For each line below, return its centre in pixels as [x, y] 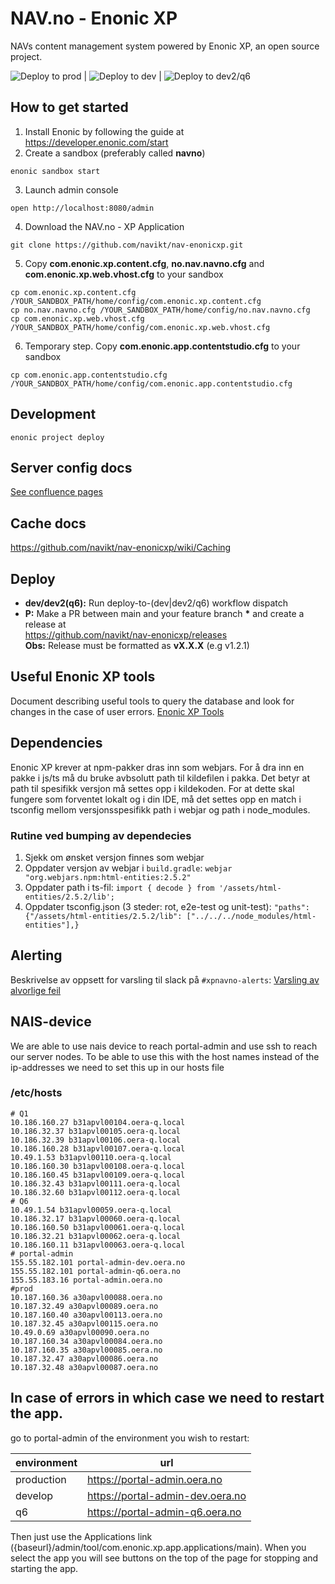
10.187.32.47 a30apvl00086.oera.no [84, 1358]
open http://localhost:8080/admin [82, 208]
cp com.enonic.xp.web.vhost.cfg [77, 318]
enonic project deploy [57, 437]
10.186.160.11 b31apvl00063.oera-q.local [98, 1245]
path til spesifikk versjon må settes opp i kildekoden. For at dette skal [152, 788]
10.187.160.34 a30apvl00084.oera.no [86, 1341]
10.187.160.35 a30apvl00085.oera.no [86, 1350]
